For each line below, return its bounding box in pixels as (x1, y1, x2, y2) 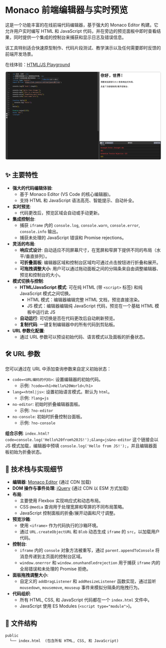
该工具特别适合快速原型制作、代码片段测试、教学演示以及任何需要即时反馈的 (5, 45, 161, 51)
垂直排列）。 (25, 253, 50, 259)
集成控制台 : (12, 216, 36, 222)
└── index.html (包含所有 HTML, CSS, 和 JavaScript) (9, 638, 119, 643)
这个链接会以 (132, 437, 159, 443)
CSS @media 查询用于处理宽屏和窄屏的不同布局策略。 (19, 504, 127, 510)
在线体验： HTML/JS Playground (5, 62, 70, 67)
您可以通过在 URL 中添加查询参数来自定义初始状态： (5, 366, 112, 372)
